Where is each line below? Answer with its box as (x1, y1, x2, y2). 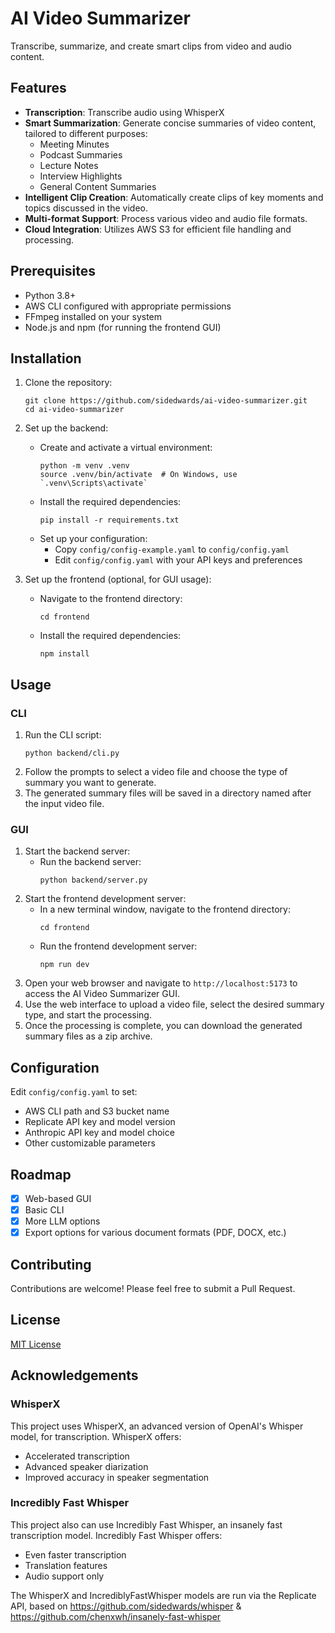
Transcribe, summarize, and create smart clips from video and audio (10, 40, 292, 52)
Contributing (10, 1256, 92, 1273)
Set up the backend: (24, 422, 109, 434)
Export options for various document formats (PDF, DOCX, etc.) (24, 1227, 287, 1239)
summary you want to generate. (24, 777, 157, 789)
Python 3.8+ (24, 289, 77, 301)
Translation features (24, 1559, 108, 1571)
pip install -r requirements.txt (39, 515, 180, 526)
